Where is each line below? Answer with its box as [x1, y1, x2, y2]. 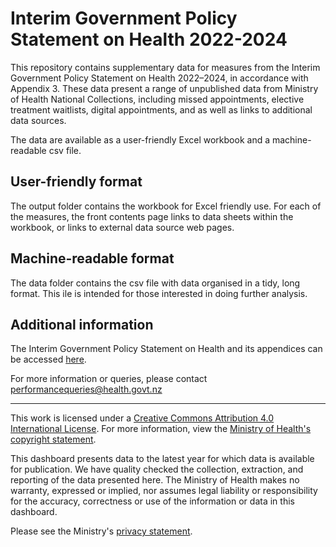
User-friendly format [10, 173, 143, 191]
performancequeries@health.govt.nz [10, 383, 163, 396]
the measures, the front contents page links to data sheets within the [10, 210, 294, 222]
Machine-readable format [10, 250, 175, 267]
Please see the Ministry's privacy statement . [10, 525, 193, 537]
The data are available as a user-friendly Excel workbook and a [10, 133, 271, 146]
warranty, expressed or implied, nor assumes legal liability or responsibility [10, 485, 318, 497]
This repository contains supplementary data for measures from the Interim [10, 61, 321, 73]
